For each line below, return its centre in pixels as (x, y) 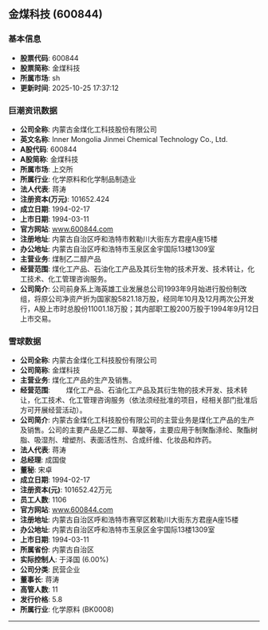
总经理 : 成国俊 (43, 460)
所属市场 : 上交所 (46, 169)
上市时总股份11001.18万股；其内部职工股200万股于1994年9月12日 (152, 309)
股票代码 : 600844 (49, 57)
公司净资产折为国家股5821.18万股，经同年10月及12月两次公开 (147, 298)
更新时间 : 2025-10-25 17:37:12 (69, 88)
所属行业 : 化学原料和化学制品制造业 (78, 179)
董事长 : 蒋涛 (39, 580)
